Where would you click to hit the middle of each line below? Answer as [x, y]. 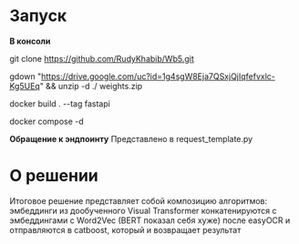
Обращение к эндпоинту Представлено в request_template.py [131, 138]
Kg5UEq [25, 86]
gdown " [26, 76]
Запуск [38, 16]
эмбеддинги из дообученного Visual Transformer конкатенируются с [143, 210]
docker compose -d [46, 121]
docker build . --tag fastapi [60, 103]
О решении [54, 176]
